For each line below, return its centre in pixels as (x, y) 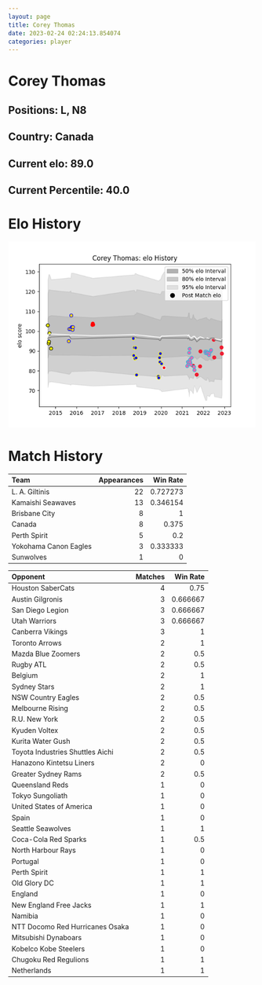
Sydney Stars (33, 687)
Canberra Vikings (40, 632)
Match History (56, 456)
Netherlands (31, 971)
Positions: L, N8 (47, 110)
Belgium (25, 676)
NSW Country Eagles (45, 697)
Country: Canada (51, 137)
